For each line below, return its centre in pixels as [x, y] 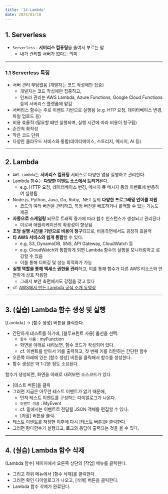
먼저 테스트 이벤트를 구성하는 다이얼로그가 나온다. [68, 398]
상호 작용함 [36, 275]
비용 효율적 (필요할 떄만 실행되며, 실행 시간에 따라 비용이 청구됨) [75, 122]
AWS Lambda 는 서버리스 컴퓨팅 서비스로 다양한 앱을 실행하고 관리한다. [79, 175]
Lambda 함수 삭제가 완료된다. [41, 486]
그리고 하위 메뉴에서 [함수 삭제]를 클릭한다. [54, 474]
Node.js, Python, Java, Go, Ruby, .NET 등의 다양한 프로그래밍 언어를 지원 [85, 200]
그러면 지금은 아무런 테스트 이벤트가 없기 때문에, [59, 392]
